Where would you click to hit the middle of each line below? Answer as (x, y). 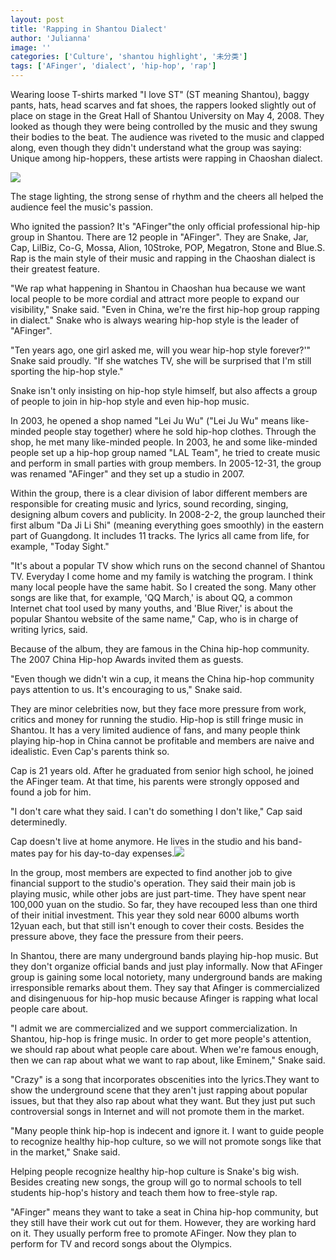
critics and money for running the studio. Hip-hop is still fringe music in (157, 719)
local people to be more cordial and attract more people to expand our (155, 299)
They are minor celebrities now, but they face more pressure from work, (158, 709)
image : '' (31, 47)
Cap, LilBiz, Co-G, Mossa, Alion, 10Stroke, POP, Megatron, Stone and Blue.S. (168, 247)
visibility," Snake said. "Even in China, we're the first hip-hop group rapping (165, 309)
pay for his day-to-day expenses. (106, 853)
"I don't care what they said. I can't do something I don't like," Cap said (156, 811)
